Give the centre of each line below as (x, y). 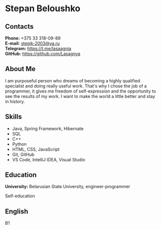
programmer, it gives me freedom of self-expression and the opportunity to (80, 91)
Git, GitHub (23, 154)
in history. (15, 101)
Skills (13, 117)
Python (19, 144)
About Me (20, 69)
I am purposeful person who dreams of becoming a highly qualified (73, 80)
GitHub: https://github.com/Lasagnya (43, 54)
